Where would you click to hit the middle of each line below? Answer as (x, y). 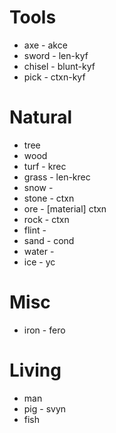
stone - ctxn (49, 198)
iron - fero (44, 330)
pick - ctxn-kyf (54, 77)
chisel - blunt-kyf (59, 66)
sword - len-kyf (56, 55)
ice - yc (39, 262)
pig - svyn (45, 408)
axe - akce (45, 45)
